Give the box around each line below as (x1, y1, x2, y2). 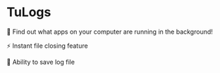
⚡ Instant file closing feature (6, 41, 89, 50)
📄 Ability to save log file (6, 58, 75, 66)
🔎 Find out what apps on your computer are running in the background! (6, 27, 213, 36)
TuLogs (6, 4, 51, 20)
